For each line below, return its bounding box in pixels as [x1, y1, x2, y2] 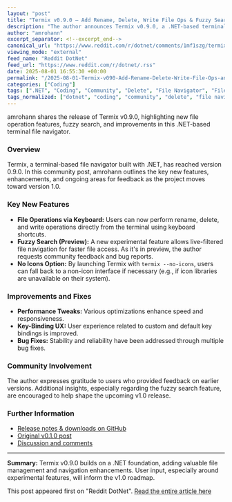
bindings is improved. [17, 329, 79, 337]
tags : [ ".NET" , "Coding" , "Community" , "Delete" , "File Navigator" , [7, 87, 209, 94]
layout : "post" [7, 10, 51, 17]
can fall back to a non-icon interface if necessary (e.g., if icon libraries [17, 267, 217, 275]
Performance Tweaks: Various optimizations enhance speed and [17, 307, 204, 315]
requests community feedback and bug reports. [17, 252, 154, 260]
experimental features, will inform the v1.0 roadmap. [7, 474, 155, 482]
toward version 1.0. [7, 183, 61, 191]
